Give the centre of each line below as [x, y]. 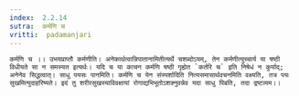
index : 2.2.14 [38, 18]
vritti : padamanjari [51, 34]
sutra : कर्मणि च [37, 26]
